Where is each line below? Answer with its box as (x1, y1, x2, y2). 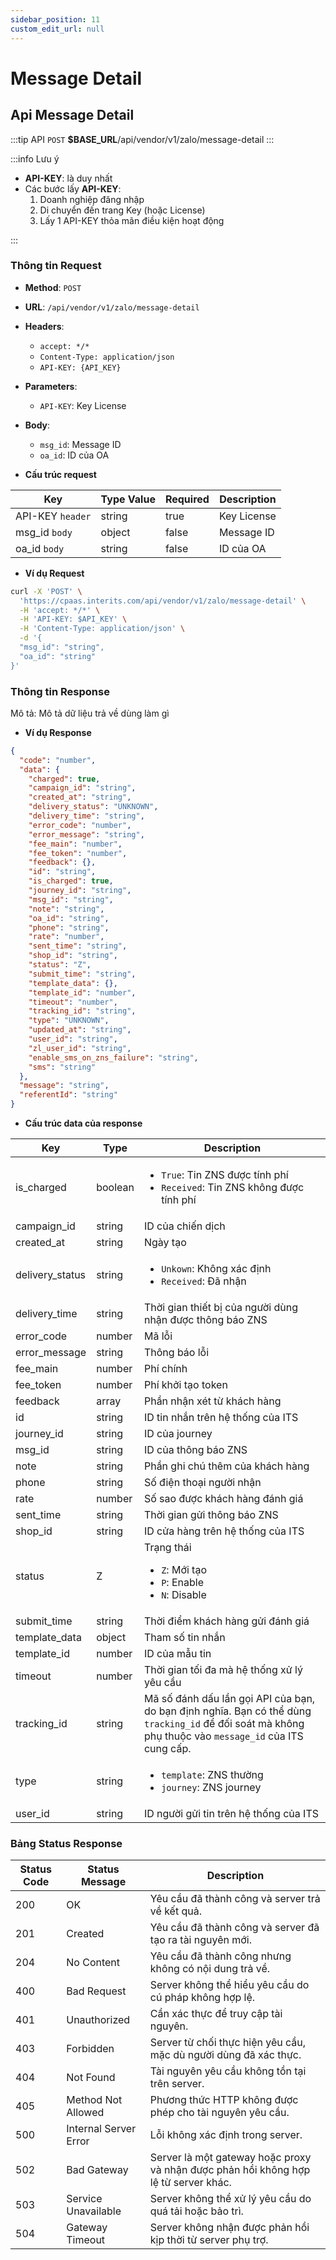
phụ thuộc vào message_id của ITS (143, 1729, 304, 1743)
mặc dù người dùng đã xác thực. (149, 2048, 302, 2062)
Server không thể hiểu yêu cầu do (149, 1978, 310, 1992)
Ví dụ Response (24, 726, 92, 738)
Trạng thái (143, 1541, 192, 1555)
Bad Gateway (66, 2163, 129, 2177)
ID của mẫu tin (143, 1647, 212, 1661)
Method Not (66, 2093, 123, 2107)
